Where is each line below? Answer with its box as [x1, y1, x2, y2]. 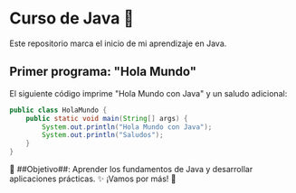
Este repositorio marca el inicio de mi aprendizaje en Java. [9, 38, 227, 49]
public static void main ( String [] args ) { [25, 114, 188, 123]
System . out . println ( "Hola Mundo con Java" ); [42, 122, 213, 132]
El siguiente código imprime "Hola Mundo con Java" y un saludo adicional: [9, 87, 288, 98]
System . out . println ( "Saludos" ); [42, 131, 165, 140]
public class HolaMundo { [9, 106, 107, 115]
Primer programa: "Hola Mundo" [9, 64, 197, 79]
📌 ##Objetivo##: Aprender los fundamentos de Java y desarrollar [9, 164, 253, 174]
